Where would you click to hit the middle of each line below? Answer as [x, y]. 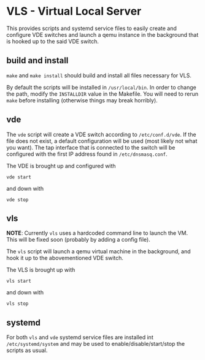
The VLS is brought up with [41, 270]
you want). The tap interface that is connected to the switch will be [91, 147]
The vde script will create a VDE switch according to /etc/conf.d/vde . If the [101, 134]
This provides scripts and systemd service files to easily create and [91, 28]
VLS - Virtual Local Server [74, 11]
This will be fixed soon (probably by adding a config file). [78, 240]
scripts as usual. [27, 350]
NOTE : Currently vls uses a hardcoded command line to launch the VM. [97, 233]
